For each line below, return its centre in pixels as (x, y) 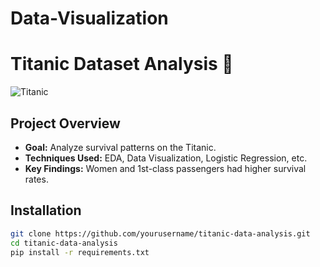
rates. (36, 179)
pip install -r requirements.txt (80, 252)
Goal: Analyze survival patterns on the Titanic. (120, 147)
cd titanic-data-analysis (64, 243)
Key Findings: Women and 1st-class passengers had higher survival (165, 168)
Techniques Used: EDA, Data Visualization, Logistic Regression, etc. (166, 158)
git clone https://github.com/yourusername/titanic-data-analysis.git (160, 233)
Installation (46, 210)
